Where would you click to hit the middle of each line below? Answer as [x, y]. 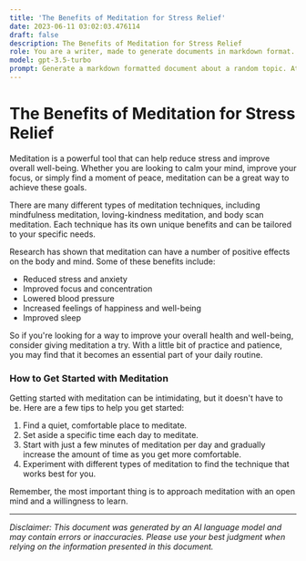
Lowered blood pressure [69, 298]
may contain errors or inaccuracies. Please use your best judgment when [148, 537]
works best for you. [59, 474]
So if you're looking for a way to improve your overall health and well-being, [152, 335]
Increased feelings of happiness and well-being [112, 308]
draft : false [34, 35]
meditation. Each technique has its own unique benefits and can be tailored [151, 224]
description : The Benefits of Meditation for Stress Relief [126, 43]
